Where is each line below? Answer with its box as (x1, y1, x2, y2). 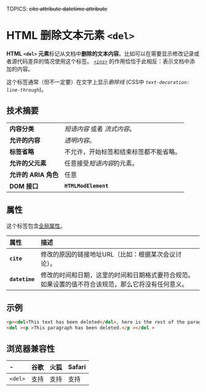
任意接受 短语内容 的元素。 (64, 159, 139, 167)
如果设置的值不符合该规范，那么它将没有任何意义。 (40, 280, 188, 288)
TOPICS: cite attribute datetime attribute (6, 6, 108, 12)
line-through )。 (6, 86, 47, 93)
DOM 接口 (9, 182, 39, 190)
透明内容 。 (64, 136, 96, 145)
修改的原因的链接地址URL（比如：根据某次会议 (40, 250, 176, 258)
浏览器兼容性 (6, 343, 55, 354)
